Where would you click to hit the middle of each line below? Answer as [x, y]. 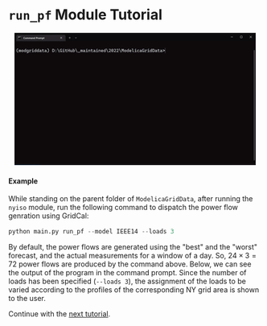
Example [23, 181]
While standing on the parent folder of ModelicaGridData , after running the [131, 199]
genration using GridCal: [49, 216]
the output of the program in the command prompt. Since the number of [127, 273]
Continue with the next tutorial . [60, 314]
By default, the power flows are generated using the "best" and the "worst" [133, 247]
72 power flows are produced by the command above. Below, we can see [130, 264]
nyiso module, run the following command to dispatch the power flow [123, 208]
